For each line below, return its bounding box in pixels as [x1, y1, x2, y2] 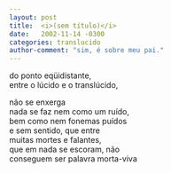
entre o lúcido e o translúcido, [9, 80, 119, 90]
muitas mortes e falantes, [9, 135, 102, 145]
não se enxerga [9, 97, 66, 107]
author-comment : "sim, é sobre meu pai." [9, 46, 165, 55]
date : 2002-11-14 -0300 [9, 29, 105, 38]
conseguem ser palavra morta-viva [9, 153, 137, 164]
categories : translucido [9, 37, 101, 47]
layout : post [9, 12, 58, 22]
